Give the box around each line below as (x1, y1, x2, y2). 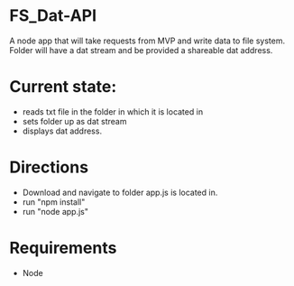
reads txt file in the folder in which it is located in (22, 106, 204, 117)
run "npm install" (22, 196, 86, 208)
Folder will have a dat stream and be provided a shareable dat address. (9, 44, 273, 55)
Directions (9, 157, 88, 178)
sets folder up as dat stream (22, 115, 127, 126)
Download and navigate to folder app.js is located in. (22, 187, 218, 198)
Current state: (9, 77, 117, 97)
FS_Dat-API (9, 5, 97, 26)
